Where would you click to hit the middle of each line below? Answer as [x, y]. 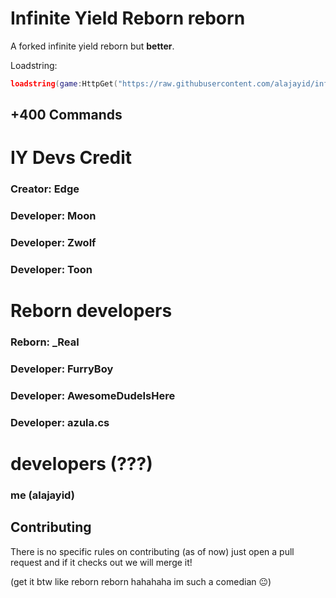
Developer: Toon [51, 270]
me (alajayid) [42, 495]
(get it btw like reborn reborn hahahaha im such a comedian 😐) [141, 581]
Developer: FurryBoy [62, 369]
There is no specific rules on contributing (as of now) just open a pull [152, 551]
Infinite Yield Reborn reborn [128, 18]
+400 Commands [66, 115]
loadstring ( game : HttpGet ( [64, 83]
